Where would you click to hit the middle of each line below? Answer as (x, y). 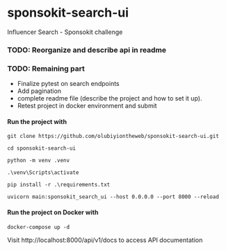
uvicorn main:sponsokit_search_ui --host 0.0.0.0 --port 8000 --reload (113, 197)
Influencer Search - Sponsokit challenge (65, 32)
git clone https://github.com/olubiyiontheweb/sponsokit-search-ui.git (113, 137)
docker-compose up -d (39, 227)
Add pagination (39, 91)
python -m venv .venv (39, 161)
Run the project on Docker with (53, 212)
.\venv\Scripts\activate (43, 173)
